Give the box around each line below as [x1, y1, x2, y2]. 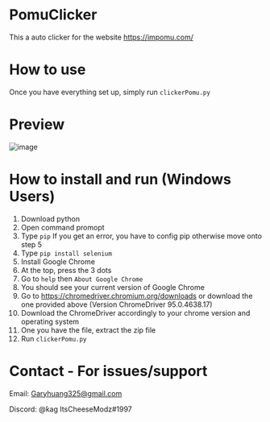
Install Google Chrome [20, 256, 96, 267]
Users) [9, 188, 56, 205]
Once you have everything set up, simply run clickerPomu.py [9, 87, 210, 97]
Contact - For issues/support [9, 362, 208, 380]
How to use [9, 60, 86, 79]
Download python [20, 213, 80, 223]
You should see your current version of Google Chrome [20, 282, 205, 292]
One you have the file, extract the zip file [20, 325, 156, 335]
